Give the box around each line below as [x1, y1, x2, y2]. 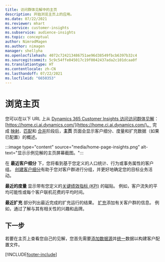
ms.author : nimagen [5, 44, 45, 49]
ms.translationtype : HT [5, 62, 54, 67]
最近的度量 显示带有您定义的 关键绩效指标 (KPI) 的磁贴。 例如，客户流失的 [5, 183, 154, 189]
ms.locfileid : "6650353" [5, 76, 56, 81]
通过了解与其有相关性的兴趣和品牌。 [13, 205, 87, 211]
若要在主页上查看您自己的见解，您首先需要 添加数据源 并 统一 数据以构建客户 [5, 235, 156, 241]
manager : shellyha [5, 48, 43, 53]
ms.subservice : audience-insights [5, 30, 76, 35]
